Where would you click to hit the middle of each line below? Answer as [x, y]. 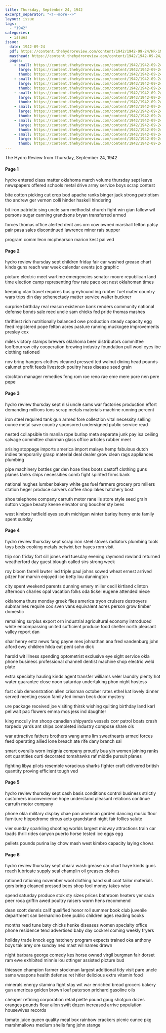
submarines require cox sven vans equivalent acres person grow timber [78, 606]
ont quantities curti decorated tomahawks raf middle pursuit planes [74, 756]
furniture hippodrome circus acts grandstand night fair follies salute [74, 819]
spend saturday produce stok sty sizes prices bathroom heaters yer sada [80, 896]
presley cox [17, 332]
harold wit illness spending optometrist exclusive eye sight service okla [77, 656]
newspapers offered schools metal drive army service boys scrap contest [80, 185]
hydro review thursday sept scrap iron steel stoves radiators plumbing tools [82, 541]
